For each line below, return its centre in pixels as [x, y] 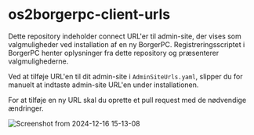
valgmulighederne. [38, 61]
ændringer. [26, 108]
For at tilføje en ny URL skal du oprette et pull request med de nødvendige [127, 100]
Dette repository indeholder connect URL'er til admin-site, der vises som [125, 36]
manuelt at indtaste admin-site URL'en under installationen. [103, 85]
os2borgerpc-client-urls [89, 15]
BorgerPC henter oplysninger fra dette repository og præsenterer [114, 53]
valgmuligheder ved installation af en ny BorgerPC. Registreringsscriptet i [127, 44]
